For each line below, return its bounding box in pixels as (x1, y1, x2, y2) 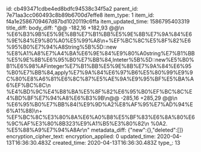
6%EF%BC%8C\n (6, 82, 51, 89)
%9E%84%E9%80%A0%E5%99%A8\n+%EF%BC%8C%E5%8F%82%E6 (6, 37, 191, 44)
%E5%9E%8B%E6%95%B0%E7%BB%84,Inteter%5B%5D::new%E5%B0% (6, 56, 194, 63)
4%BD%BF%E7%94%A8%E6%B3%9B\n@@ (6, 94, 120, 102)
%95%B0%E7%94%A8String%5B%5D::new (6, 43, 117, 50)
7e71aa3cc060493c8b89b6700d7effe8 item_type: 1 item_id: (6, 11, 155, 19)
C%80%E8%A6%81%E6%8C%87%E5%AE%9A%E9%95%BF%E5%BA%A (6, 75, 194, 82)
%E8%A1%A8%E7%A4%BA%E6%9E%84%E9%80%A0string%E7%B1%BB (6, 50, 195, 56)
